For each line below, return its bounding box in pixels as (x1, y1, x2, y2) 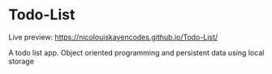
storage (8, 56, 35, 66)
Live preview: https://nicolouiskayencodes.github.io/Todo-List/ (8, 32, 218, 42)
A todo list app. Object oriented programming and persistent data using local (8, 47, 265, 57)
